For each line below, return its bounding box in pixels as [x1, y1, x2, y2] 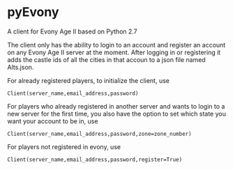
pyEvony [7, 4, 59, 20]
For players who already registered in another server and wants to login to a [7, 102, 225, 110]
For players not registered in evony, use [7, 142, 121, 150]
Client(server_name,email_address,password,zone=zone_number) [7, 130, 192, 137]
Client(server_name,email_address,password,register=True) [7, 156, 183, 163]
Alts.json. [7, 63, 34, 71]
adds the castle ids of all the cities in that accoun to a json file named [7, 55, 206, 63]
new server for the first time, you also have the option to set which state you [7, 109, 227, 118]
